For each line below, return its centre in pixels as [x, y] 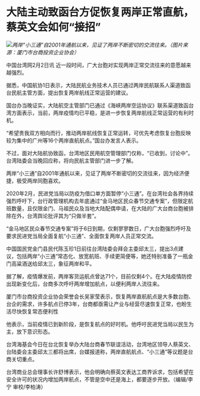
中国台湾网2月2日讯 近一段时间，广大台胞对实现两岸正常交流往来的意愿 [94, 65]
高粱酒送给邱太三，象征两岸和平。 [53, 263]
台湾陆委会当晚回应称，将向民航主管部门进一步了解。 [71, 160]
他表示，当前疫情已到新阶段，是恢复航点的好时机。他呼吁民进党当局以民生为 [100, 324]
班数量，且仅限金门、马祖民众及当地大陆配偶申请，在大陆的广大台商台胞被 [97, 208]
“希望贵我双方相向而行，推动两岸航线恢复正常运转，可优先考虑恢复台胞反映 [99, 133]
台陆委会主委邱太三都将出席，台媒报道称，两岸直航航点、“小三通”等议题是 [97, 352]
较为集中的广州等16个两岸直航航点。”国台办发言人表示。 [74, 140]
